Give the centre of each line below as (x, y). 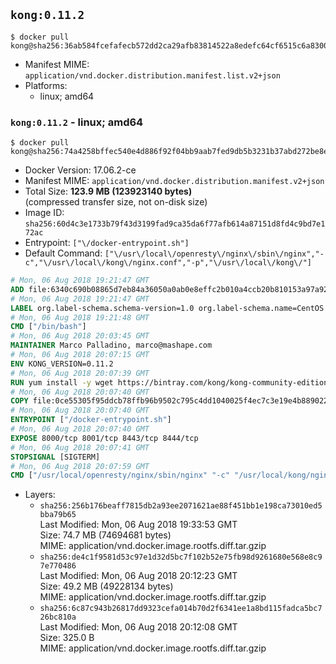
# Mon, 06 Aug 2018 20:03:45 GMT (80, 336)
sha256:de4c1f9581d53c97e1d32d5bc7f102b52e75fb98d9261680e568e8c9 (181, 557)
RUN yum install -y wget (62, 382)
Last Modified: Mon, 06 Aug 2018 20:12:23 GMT (138, 576)
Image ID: (44, 213)
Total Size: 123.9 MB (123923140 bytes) (108, 191)
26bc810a (58, 617)
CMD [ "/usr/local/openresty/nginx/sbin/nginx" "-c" (120, 475)
